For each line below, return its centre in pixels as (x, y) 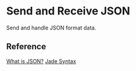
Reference (26, 47)
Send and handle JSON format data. (51, 28)
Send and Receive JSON (68, 11)
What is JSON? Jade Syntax (41, 61)
